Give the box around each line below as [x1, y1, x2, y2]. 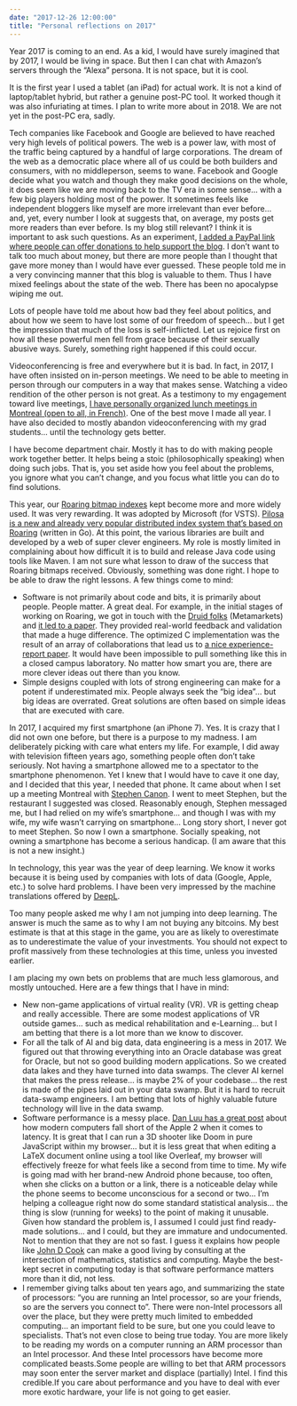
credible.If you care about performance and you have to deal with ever [21, 1377, 281, 1387]
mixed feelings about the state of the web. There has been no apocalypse [9, 278, 279, 289]
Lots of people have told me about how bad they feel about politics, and [9, 305, 272, 316]
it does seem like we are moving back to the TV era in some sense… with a [9, 184, 282, 195]
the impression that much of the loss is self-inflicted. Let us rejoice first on [9, 324, 281, 334]
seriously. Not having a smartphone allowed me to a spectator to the [9, 759, 259, 770]
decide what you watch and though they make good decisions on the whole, [9, 174, 288, 185]
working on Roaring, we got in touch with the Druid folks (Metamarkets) [21, 610, 284, 621]
